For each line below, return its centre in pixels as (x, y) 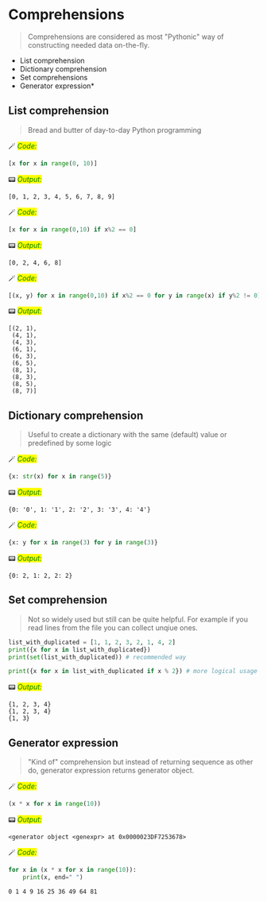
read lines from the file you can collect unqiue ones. (113, 627)
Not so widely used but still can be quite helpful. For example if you (138, 619)
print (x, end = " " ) (53, 877)
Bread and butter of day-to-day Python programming (114, 130)
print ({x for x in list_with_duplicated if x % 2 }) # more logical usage (133, 672)
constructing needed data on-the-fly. (88, 45)
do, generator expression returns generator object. (111, 770)
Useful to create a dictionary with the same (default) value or (127, 435)
